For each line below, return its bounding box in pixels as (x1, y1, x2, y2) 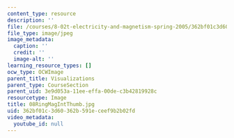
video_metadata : (7, 114, 54, 121)
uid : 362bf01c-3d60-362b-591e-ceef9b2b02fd (7, 107, 136, 114)
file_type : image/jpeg (7, 29, 73, 37)
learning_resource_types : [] (7, 62, 92, 69)
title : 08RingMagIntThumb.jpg (7, 101, 95, 108)
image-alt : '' (13, 56, 54, 63)
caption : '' (13, 43, 49, 49)
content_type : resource (7, 10, 77, 17)
